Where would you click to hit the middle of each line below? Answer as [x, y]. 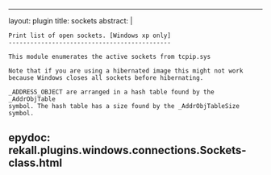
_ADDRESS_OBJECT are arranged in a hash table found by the [112, 92]
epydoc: [29, 138]
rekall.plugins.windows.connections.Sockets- [127, 150]
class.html [35, 163]
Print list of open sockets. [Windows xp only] [90, 35]
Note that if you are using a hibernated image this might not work [126, 71]
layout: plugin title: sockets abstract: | [71, 21]
